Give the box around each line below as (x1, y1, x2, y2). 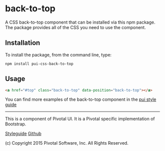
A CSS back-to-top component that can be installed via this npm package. (5, 19, 156, 25)
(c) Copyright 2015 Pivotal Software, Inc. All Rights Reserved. (5, 140, 129, 146)
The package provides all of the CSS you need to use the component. (5, 24, 146, 30)
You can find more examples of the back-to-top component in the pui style (5, 96, 156, 102)
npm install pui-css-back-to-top (5, 61, 74, 66)
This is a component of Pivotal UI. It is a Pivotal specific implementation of (5, 116, 155, 122)
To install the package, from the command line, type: (5, 52, 112, 58)
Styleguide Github (5, 131, 42, 137)
